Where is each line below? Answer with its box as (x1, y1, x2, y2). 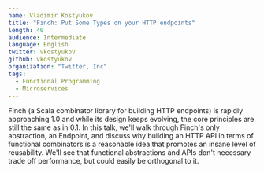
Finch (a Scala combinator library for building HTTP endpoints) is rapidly (8, 106, 244, 116)
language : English (8, 41, 69, 49)
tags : (8, 70, 26, 78)
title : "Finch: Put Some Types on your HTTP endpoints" (8, 19, 195, 27)
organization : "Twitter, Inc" (8, 63, 108, 71)
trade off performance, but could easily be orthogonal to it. (8, 156, 199, 166)
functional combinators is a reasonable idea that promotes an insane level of (8, 139, 256, 149)
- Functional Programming (15, 77, 101, 85)
